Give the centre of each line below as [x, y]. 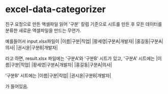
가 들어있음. [17, 86]
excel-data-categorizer [56, 9]
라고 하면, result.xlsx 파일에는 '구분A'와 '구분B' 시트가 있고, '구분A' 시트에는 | [81, 58]
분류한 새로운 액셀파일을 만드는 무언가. [43, 30]
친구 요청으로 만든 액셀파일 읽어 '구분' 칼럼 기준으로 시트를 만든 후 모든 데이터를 [84, 24]
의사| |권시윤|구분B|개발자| [32, 47]
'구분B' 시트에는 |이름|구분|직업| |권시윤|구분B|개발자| [58, 75]
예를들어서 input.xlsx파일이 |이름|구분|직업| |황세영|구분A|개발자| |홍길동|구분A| [84, 41]
